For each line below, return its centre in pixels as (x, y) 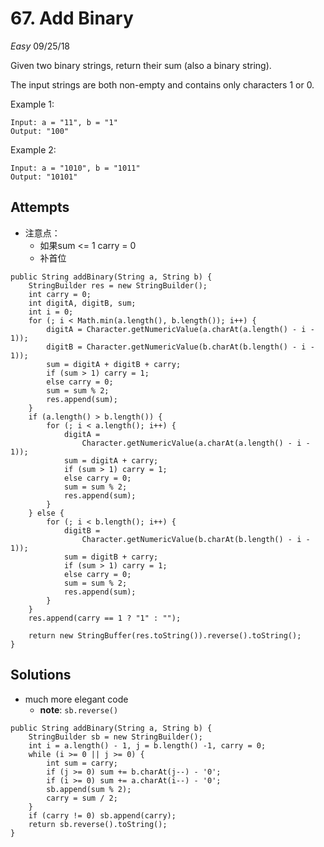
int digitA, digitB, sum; (82, 303)
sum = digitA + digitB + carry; (114, 364)
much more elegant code (76, 699)
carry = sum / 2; (82, 798)
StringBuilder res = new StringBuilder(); (118, 285)
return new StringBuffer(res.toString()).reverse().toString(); (165, 635)
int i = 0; (51, 312)
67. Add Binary (72, 18)
